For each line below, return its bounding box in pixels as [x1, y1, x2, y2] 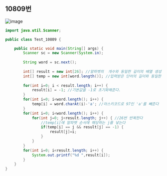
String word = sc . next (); [23, 60, 77, 65]
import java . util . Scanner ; [5, 28, 61, 33]
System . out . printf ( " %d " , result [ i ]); [31, 153, 111, 158]
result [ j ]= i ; [49, 129, 77, 135]
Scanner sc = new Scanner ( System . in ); [23, 50, 104, 56]
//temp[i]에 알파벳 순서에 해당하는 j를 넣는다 [40, 120, 126, 125]
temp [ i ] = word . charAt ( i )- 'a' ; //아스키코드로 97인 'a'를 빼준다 [31, 102, 159, 107]
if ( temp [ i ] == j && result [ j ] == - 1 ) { [40, 125, 124, 130]
